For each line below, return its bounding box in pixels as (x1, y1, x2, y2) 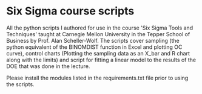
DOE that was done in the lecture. (6, 62, 90, 70)
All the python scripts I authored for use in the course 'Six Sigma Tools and (6, 24, 193, 31)
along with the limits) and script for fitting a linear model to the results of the (6, 56, 197, 63)
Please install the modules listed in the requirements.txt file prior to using (6, 74, 189, 81)
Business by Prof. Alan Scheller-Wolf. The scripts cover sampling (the (6, 37, 180, 44)
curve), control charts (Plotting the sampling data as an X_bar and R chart (6, 49, 190, 57)
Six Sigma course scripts (6, 4, 135, 18)
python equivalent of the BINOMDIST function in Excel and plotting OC (6, 43, 183, 51)
